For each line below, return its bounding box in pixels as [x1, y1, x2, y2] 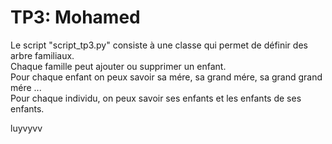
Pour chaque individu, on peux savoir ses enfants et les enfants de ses [10, 92, 302, 104]
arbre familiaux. [10, 49, 75, 61]
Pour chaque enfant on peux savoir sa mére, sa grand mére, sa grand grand [10, 71, 323, 83]
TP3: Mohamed [10, 6, 141, 29]
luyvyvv [10, 122, 43, 134]
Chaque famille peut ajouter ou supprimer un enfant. [10, 60, 227, 72]
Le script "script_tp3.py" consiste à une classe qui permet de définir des [10, 39, 308, 51]
